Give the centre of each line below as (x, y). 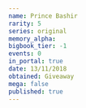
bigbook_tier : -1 (38, 46)
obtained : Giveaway (41, 76)
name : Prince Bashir (43, 16)
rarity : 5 (25, 24)
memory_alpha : (32, 39)
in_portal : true (36, 62)
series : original (38, 31)
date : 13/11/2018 (38, 69)
